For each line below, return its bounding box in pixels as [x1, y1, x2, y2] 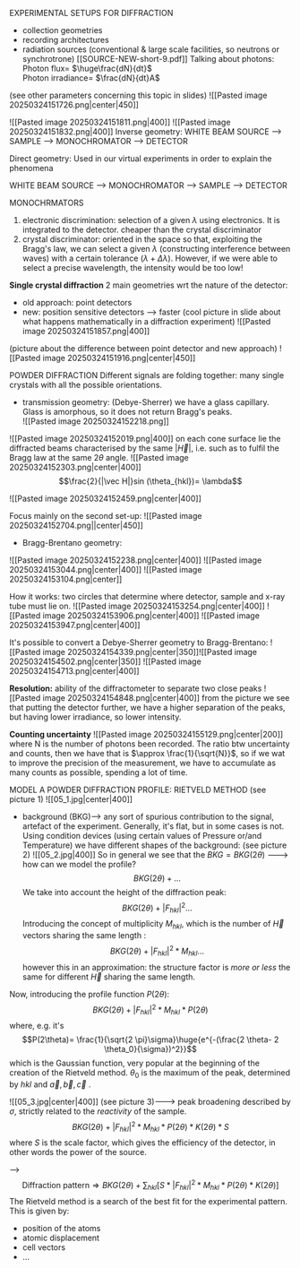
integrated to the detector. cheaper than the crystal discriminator [21, 224, 262, 235]
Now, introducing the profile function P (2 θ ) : [9, 988, 170, 999]
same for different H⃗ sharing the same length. [21, 971, 195, 982]
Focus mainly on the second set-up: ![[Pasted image [9, 511, 202, 521]
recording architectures [21, 35, 109, 45]
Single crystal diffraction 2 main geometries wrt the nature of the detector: [9, 280, 288, 290]
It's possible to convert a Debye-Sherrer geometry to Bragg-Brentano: [9, 637, 269, 648]
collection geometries [21, 25, 103, 35]
